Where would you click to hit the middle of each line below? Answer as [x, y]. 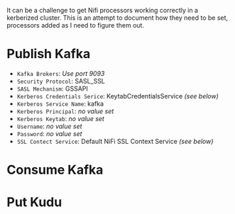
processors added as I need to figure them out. [76, 25]
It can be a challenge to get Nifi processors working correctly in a [102, 10]
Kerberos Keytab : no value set [60, 118]
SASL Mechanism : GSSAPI [52, 89]
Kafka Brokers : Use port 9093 [61, 73]
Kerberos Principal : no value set [65, 111]
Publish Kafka [49, 54]
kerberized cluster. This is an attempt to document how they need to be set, [117, 18]
